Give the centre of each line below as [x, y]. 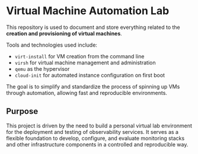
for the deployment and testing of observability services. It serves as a [92, 132]
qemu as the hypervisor [42, 68]
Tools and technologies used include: [52, 45]
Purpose [22, 111]
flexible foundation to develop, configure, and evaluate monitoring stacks [95, 138]
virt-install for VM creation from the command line [79, 56]
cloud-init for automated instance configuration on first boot [90, 75]
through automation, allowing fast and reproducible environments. [87, 93]
